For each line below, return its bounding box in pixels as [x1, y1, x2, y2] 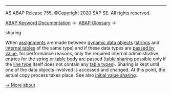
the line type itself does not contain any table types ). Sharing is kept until [5, 61, 160, 67]
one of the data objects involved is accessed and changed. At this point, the [5, 67, 165, 73]
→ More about [5, 82, 36, 88]
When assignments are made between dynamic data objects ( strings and [5, 39, 160, 45]
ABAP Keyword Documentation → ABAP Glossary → [5, 20, 116, 26]
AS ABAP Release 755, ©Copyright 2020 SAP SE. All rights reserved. [5, 10, 151, 16]
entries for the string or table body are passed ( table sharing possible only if [5, 56, 166, 62]
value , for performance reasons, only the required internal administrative [5, 51, 159, 56]
